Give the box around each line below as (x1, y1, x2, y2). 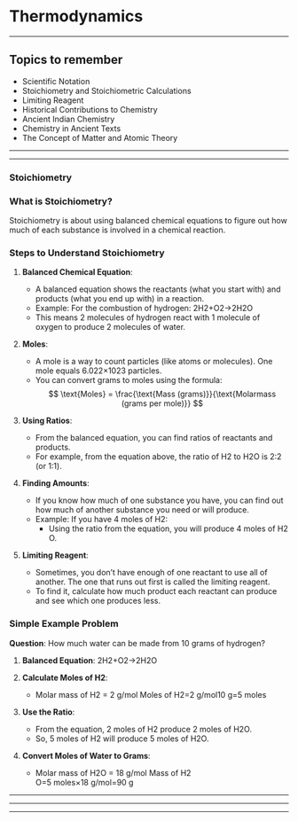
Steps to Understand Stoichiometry (9, 246, 166, 259)
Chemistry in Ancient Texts (21, 122, 122, 134)
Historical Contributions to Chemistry (21, 104, 158, 114)
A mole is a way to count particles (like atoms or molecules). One (35, 356, 273, 367)
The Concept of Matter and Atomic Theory (21, 132, 178, 143)
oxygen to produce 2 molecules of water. (35, 322, 186, 332)
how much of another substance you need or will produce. (35, 504, 250, 515)
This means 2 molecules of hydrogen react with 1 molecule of (35, 312, 261, 323)
